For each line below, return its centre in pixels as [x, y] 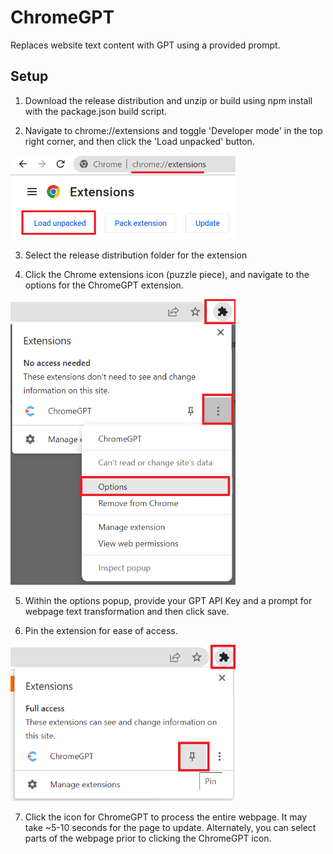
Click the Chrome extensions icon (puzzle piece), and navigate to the [167, 274]
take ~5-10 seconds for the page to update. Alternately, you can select [170, 828]
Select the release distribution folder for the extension [136, 255]
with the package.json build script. [96, 111]
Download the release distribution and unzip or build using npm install [168, 100]
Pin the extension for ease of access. [101, 631]
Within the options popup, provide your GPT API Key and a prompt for [168, 601]
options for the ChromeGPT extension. [104, 285]
